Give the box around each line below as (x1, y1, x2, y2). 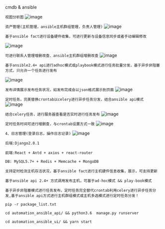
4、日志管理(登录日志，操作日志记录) (5, 131, 71, 136)
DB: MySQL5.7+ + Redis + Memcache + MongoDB (5, 159, 99, 164)
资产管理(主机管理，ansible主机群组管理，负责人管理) (5, 24, 103, 29)
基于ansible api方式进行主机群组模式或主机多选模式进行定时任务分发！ (11, 193, 139, 198)
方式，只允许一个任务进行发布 (5, 68, 57, 73)
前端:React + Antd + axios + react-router (5, 151, 93, 155)
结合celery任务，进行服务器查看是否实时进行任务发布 (5, 112, 100, 117)
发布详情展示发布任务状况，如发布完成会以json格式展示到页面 (5, 87, 114, 92)
